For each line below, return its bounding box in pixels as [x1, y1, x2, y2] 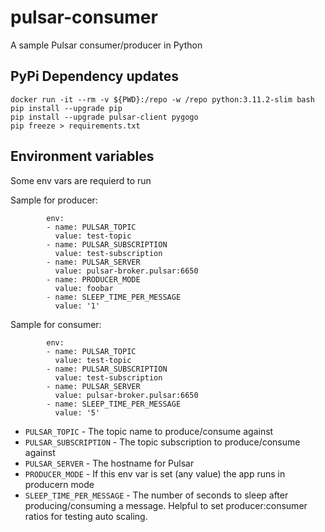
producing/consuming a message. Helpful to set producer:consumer [24, 499, 308, 511]
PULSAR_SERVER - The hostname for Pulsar [24, 457, 195, 469]
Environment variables [10, 148, 155, 165]
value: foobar [54, 283, 114, 293]
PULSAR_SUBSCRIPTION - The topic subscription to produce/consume [24, 436, 301, 448]
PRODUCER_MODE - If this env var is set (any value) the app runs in [24, 467, 286, 480]
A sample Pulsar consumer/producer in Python [10, 39, 203, 51]
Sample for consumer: [10, 318, 102, 330]
